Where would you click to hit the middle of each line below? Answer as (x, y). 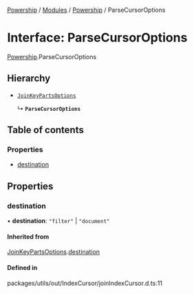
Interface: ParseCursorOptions (97, 38)
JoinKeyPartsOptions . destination (54, 252)
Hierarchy (29, 78)
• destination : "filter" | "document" (58, 221)
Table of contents (45, 130)
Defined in (22, 267)
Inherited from (28, 236)
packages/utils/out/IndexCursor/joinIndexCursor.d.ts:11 (85, 283)
